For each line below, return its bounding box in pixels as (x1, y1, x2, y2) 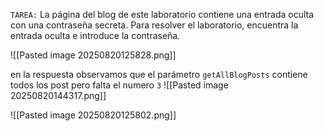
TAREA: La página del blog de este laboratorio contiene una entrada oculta (10, 9, 315, 20)
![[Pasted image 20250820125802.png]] (10, 109, 177, 121)
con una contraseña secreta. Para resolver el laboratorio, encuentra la (10, 19, 299, 31)
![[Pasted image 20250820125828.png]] (10, 49, 177, 61)
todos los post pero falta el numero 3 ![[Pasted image (10, 79, 229, 91)
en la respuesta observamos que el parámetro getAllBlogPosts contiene (10, 69, 308, 80)
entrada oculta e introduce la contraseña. (10, 30, 181, 41)
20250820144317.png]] (10, 90, 107, 101)
